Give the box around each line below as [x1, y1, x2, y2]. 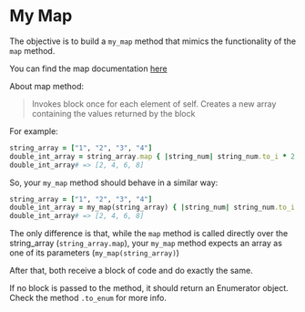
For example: [9, 125, 59, 137]
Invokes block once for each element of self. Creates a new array [31, 98, 277, 109]
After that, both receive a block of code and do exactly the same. [9, 265, 253, 276]
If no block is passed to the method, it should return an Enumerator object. [9, 283, 289, 294]
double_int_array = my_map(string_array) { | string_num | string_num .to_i [9, 203, 296, 213]
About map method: [9, 80, 85, 91]
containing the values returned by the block [31, 108, 196, 119]
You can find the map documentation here [9, 63, 168, 74]
